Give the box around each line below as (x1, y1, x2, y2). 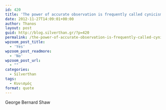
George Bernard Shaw (5, 99, 50, 105)
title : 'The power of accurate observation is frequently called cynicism (5, 12, 163, 17)
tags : (5, 76, 16, 81)
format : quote (5, 85, 35, 91)
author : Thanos (5, 21, 37, 26)
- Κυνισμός (9, 81, 32, 86)
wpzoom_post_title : (5, 40, 45, 45)
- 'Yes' (9, 44, 26, 49)
